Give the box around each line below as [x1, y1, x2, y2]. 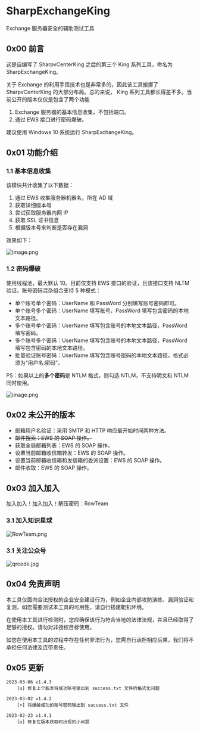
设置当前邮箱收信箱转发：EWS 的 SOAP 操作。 [14, 449, 129, 456]
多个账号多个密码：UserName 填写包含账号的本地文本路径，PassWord [14, 337, 187, 344]
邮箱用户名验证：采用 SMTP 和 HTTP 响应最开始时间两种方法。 [14, 427, 170, 434]
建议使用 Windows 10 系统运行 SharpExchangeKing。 [6, 128, 137, 135]
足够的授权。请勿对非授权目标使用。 [6, 623, 95, 630]
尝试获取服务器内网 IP [14, 209, 68, 216]
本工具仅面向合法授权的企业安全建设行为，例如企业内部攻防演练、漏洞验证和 [6, 596, 194, 603]
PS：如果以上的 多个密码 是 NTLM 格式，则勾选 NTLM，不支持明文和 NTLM [6, 371, 189, 379]
